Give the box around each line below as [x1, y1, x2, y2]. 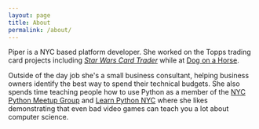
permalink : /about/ [8, 26, 72, 34]
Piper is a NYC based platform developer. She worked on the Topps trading [8, 48, 251, 57]
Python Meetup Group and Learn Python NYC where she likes [8, 95, 208, 106]
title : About [8, 19, 51, 27]
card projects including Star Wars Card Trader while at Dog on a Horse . [8, 56, 239, 65]
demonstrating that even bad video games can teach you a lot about [8, 104, 229, 113]
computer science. [8, 113, 69, 122]
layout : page [8, 11, 51, 20]
